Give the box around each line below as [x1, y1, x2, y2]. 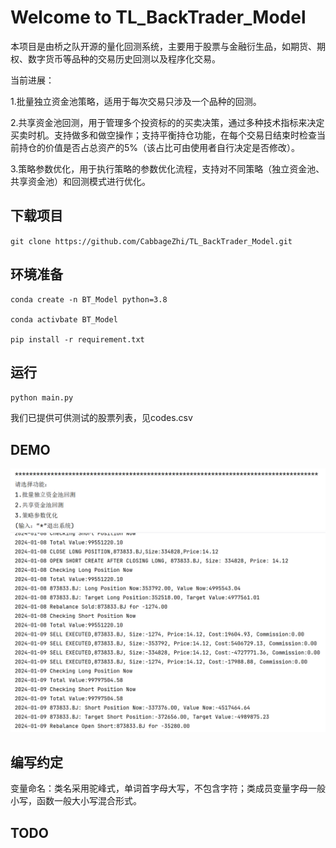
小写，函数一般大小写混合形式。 [10, 795, 142, 807]
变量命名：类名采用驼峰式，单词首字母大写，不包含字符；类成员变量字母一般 [10, 782, 326, 795]
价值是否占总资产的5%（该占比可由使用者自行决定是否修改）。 [44, 141, 301, 153]
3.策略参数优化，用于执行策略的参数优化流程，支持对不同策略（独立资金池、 [10, 162, 325, 175]
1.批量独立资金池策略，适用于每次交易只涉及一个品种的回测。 [10, 95, 262, 107]
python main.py [10, 393, 74, 403]
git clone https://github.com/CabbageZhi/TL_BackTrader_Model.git [10, 236, 293, 246]
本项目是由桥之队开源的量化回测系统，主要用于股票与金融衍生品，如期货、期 [10, 40, 326, 52]
